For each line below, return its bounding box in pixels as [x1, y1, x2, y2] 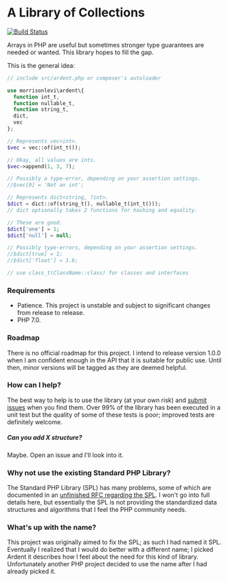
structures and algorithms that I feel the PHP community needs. [7, 506, 187, 514]
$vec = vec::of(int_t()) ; [7, 144, 81, 151]
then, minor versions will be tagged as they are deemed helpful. [7, 363, 187, 371]
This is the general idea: [7, 61, 76, 69]
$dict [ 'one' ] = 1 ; [7, 225, 60, 233]
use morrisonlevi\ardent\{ [7, 87, 84, 94]
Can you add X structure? [7, 434, 82, 442]
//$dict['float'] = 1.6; [7, 257, 78, 264]
